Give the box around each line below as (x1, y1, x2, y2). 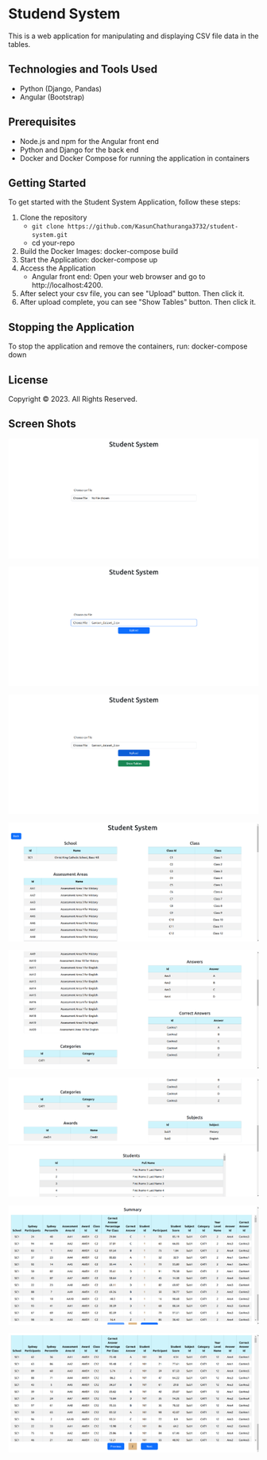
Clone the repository (19, 212, 87, 223)
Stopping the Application (8, 320, 135, 334)
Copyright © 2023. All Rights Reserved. (8, 395, 137, 403)
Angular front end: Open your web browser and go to (31, 272, 206, 282)
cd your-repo (31, 238, 75, 247)
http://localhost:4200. (31, 280, 103, 290)
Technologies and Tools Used (8, 63, 157, 76)
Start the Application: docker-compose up (19, 255, 158, 265)
